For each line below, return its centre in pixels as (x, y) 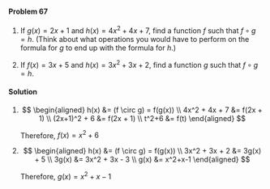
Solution (23, 92)
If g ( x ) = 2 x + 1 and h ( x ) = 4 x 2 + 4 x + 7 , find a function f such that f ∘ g (138, 30)
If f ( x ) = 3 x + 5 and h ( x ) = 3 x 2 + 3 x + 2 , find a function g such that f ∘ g (139, 64)
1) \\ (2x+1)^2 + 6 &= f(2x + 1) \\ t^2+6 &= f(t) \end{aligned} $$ (142, 118)
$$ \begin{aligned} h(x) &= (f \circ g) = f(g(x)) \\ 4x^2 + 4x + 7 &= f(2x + (142, 110)
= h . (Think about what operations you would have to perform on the (135, 39)
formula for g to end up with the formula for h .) (98, 48)
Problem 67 (28, 11)
